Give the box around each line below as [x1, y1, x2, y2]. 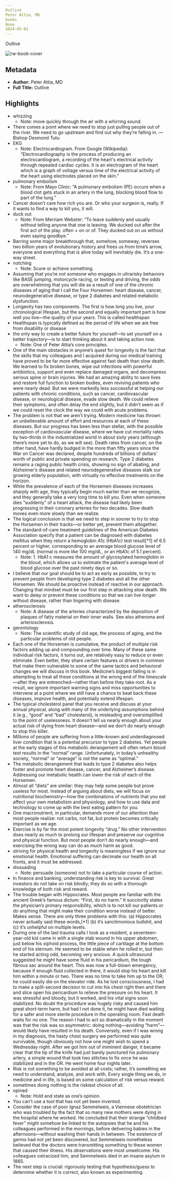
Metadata [5, 65, 37, 74]
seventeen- [133, 929, 157, 936]
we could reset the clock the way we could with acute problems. [12, 407, 149, 413]
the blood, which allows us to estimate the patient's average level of [20, 559, 164, 565]
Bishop [12, 134, 28, 141]
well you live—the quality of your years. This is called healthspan [12, 314, 150, 320]
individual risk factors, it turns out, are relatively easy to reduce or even [12, 652, 163, 658]
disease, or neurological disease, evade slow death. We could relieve [12, 396, 159, 402]
